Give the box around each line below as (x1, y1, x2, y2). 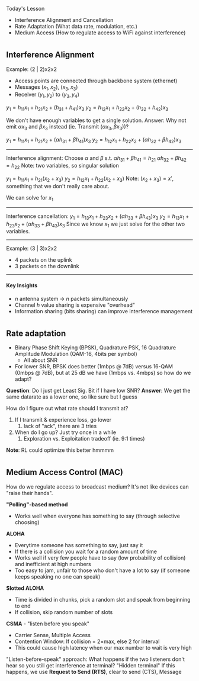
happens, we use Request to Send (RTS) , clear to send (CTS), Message (6, 668, 182, 675)
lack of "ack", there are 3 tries (23, 423, 97, 430)
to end (14, 602, 31, 609)
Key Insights (6, 281, 38, 289)
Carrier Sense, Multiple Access (14, 631, 91, 638)
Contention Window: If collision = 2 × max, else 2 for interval (14, 638, 160, 645)
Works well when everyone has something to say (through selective (14, 512, 181, 519)
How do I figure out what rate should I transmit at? (6, 405, 129, 412)
